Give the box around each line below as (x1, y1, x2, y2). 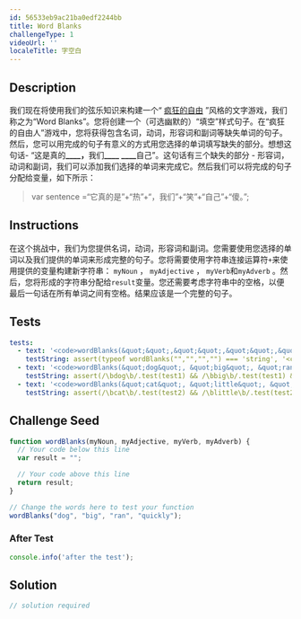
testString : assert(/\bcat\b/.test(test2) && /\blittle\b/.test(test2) (25, 388, 298, 397)
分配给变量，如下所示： (9, 172, 96, 182)
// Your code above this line (17, 470, 130, 479)
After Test (9, 532, 54, 544)
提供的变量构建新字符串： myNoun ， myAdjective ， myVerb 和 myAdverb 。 (16, 265, 280, 276)
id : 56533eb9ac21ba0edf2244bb (9, 13, 123, 22)
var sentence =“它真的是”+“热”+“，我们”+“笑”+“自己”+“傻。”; (30, 190, 249, 202)
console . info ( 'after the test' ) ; (9, 553, 134, 562)
